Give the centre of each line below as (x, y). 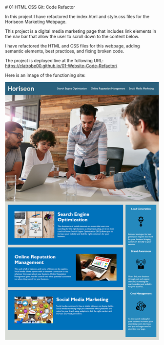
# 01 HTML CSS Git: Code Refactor (40, 7)
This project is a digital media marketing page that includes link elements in (81, 31)
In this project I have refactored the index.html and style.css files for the (77, 16)
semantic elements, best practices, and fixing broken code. (65, 51)
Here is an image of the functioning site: (45, 75)
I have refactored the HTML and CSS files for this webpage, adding (72, 46)
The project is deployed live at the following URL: (54, 60)
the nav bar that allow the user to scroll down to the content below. (72, 36)
